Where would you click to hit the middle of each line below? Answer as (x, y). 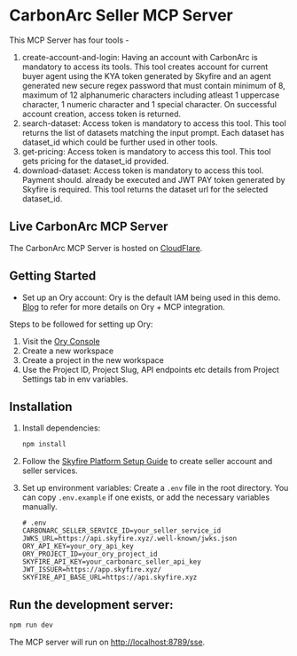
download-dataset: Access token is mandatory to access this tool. (143, 170)
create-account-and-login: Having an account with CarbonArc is (140, 57)
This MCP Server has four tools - (69, 40)
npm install (44, 445)
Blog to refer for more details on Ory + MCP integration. (124, 306)
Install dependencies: (61, 428)
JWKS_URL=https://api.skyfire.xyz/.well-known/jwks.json (129, 539)
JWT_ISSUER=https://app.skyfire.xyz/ (92, 570)
